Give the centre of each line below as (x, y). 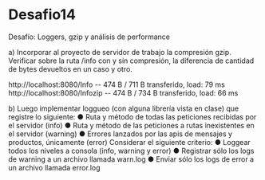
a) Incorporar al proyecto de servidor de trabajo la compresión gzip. (120, 52)
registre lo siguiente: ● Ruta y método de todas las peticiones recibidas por (132, 116)
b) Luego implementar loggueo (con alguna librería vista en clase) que (124, 108)
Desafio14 (42, 15)
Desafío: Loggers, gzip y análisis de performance (89, 37)
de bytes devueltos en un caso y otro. (71, 68)
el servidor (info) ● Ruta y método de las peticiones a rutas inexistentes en (132, 125)
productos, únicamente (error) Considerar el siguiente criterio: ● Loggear (130, 142)
